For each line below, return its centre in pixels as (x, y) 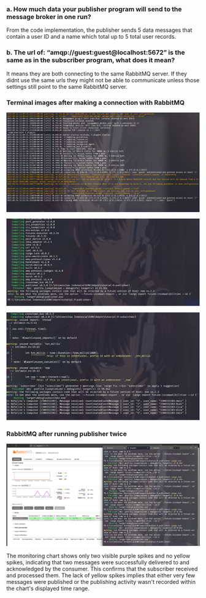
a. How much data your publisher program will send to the (94, 9)
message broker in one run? (49, 17)
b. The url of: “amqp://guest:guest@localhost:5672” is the (96, 53)
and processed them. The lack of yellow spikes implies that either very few (101, 575)
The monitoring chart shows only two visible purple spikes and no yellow (98, 556)
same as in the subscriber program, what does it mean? (91, 60)
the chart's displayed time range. (48, 589)
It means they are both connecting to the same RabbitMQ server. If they (97, 74)
